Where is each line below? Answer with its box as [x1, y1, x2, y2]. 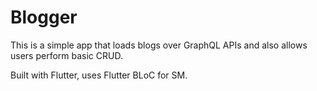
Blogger [10, 6, 78, 29]
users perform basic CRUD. [10, 49, 123, 61]
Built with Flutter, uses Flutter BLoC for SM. [10, 69, 188, 81]
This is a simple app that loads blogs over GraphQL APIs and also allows [10, 39, 308, 51]
